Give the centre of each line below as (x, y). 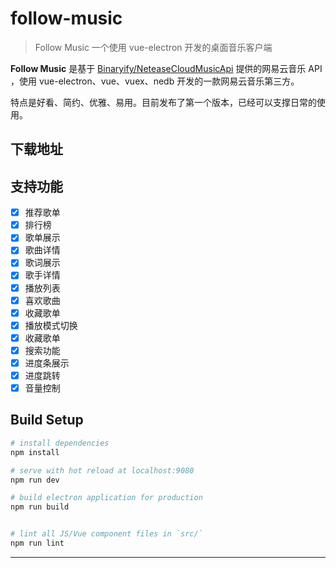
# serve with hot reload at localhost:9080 (102, 470)
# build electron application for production (106, 498)
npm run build (40, 507)
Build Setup (47, 420)
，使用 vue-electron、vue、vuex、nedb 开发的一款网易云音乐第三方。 (155, 81)
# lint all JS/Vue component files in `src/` (106, 534)
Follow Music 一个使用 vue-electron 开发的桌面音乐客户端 (153, 47)
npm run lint (37, 543)
